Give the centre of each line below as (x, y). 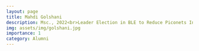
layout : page (22, 11)
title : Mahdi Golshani (34, 17)
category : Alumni (28, 39)
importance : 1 (24, 33)
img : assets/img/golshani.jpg (44, 28)
